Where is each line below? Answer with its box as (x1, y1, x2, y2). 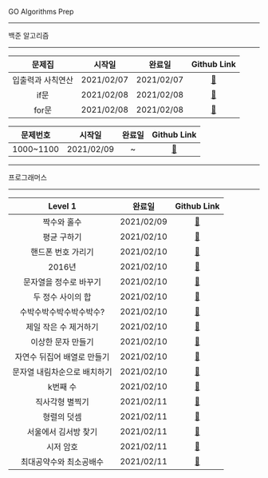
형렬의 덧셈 (42, 412, 82, 422)
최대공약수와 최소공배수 (20, 456, 104, 467)
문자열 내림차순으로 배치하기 (12, 367, 112, 377)
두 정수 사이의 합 (33, 292, 92, 302)
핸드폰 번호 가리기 (30, 247, 94, 257)
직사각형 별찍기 (35, 396, 89, 407)
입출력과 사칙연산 (12, 75, 74, 86)
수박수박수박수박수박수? (19, 307, 105, 317)
